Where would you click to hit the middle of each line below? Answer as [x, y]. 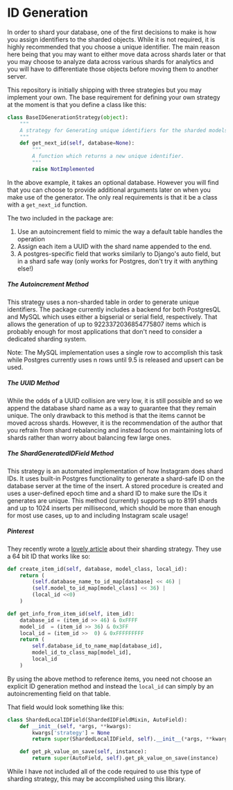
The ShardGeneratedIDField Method [61, 453]
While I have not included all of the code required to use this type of [104, 772]
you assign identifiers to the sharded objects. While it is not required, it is [111, 39]
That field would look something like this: [66, 707]
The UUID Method [34, 383]
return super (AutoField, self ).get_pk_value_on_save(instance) [125, 758]
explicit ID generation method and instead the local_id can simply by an [110, 686]
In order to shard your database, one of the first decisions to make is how [112, 32]
